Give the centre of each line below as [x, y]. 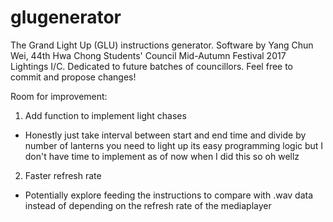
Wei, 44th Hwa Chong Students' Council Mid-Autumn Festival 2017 [148, 55]
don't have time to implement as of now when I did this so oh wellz [162, 156]
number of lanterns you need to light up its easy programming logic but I [174, 145]
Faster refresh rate [63, 175]
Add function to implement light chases [105, 115]
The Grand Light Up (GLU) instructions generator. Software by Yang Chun [162, 45]
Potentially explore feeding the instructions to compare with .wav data [169, 195]
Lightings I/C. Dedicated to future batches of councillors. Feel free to [152, 66]
